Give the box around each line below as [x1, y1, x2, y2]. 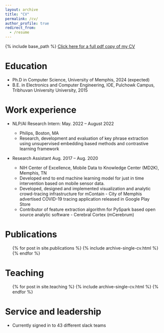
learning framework [19, 146, 60, 152]
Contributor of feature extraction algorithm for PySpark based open [19, 206, 156, 212]
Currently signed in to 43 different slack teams [12, 322, 106, 328]
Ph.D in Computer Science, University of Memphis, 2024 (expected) [12, 77, 150, 82]
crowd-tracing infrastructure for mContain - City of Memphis [19, 191, 142, 197]
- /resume [9, 30, 29, 35]
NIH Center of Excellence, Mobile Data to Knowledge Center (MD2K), [19, 165, 159, 171]
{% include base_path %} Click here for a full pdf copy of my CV [5, 44, 136, 49]
